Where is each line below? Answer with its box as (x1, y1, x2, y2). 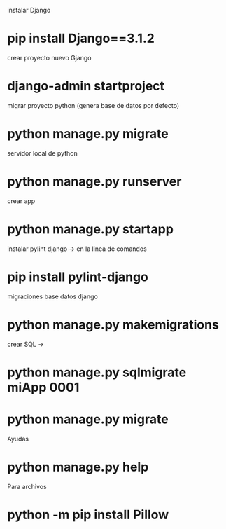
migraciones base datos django (7, 292, 98, 301)
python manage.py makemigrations (7, 317, 219, 332)
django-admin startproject (7, 78, 165, 94)
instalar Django (7, 6, 51, 14)
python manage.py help (7, 459, 149, 475)
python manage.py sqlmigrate (7, 364, 187, 380)
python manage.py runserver (7, 174, 182, 189)
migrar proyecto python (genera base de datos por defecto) (7, 101, 180, 109)
